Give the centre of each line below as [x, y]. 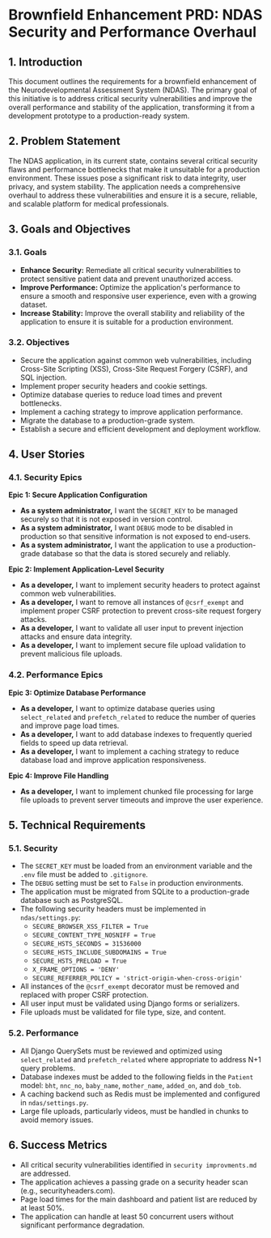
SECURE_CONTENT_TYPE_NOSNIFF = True [94, 936]
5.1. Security [33, 849]
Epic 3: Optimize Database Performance [77, 692]
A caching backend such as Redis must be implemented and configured [140, 1094]
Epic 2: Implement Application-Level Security [86, 569]
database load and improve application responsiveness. [113, 759]
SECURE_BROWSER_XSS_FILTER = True [90, 927]
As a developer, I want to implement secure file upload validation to [133, 645]
